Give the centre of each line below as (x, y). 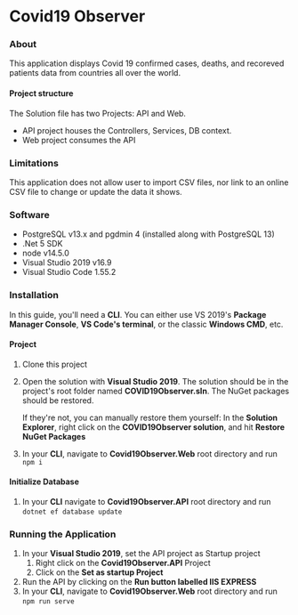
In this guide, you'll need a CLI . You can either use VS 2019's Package (138, 314)
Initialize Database (44, 481)
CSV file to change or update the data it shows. (96, 191)
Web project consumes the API (79, 140)
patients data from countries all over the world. (95, 73)
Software (30, 214)
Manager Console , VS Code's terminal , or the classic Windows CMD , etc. (146, 324)
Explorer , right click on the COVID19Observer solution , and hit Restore (153, 427)
